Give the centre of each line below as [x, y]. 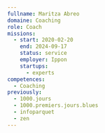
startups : [34, 66]
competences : [26, 79]
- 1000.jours [33, 99]
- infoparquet [34, 112]
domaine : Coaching [34, 20]
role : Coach [24, 27]
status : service [44, 53]
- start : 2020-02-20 [43, 40]
